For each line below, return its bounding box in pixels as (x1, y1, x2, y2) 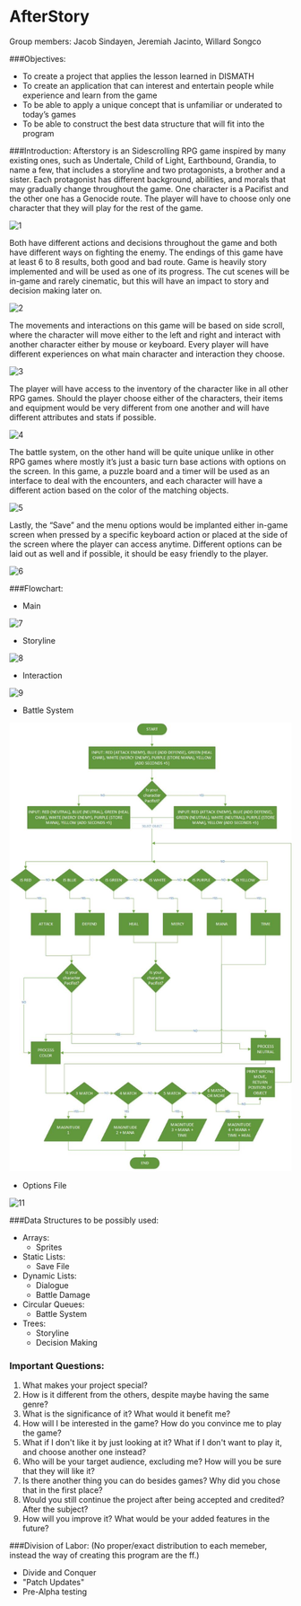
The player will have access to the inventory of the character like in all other (9, 383, 288, 394)
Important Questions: (9, 1359, 105, 1372)
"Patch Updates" (21, 1577, 85, 1588)
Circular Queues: (21, 1299, 85, 1310)
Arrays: (21, 1232, 50, 1242)
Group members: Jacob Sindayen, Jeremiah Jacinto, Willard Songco (9, 36, 262, 47)
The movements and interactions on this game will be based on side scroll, (9, 320, 285, 330)
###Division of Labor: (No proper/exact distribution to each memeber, (9, 1540, 267, 1551)
